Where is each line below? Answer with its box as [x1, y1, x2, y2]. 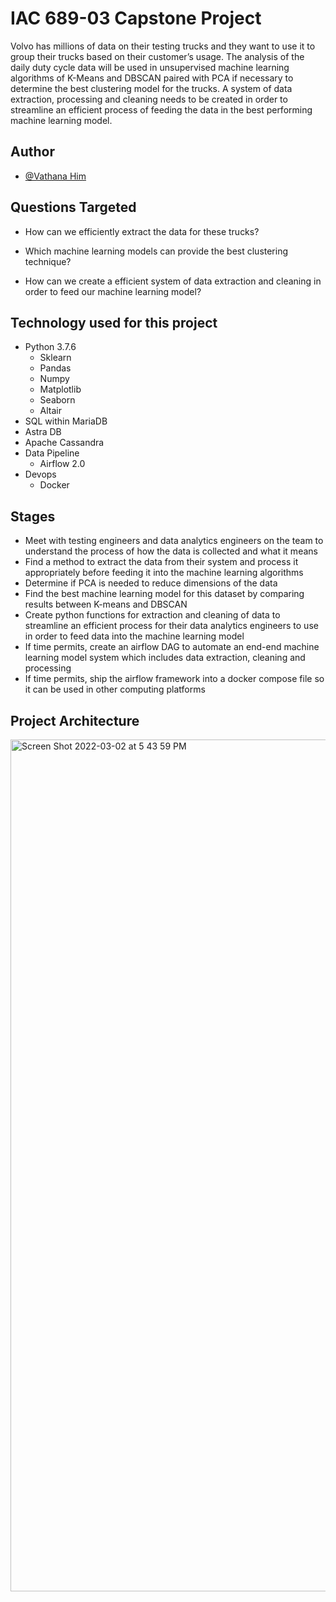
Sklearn [39, 352, 72, 364]
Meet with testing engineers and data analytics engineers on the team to [24, 535, 324, 547]
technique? [24, 255, 72, 267]
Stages [10, 508, 56, 525]
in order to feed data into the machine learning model [24, 630, 245, 642]
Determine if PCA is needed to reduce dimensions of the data [24, 577, 278, 589]
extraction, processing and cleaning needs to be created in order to [10, 93, 288, 105]
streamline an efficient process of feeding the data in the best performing [10, 103, 313, 116]
